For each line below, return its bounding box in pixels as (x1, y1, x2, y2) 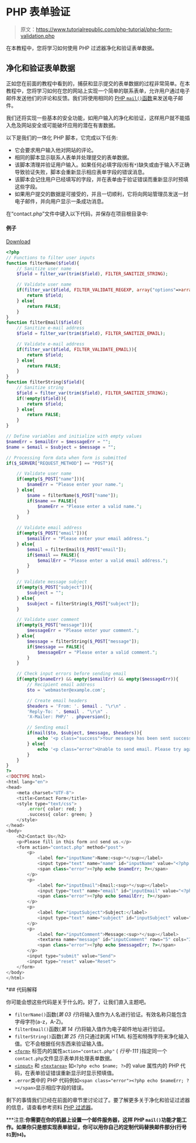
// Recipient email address (27, 682, 95, 688)
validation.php (20, 32, 55, 39)
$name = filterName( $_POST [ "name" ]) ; (27, 492, 118, 498)
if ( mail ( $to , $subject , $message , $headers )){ (27, 730, 142, 736)
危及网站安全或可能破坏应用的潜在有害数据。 (10, 121, 118, 129)
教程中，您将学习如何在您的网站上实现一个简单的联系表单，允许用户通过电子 (6, 87, 190, 94)
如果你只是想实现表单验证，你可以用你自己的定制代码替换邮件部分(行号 (16, 1124, 187, 1131)
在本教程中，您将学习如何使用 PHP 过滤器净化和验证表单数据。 (6, 44, 157, 52)
